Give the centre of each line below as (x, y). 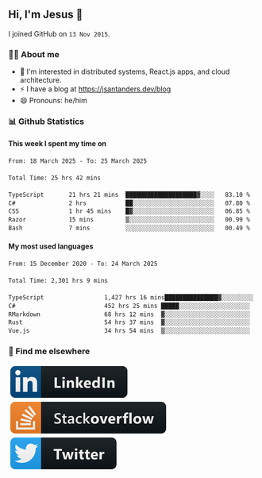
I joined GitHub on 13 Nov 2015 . (59, 33)
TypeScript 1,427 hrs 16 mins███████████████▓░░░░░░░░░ (131, 297)
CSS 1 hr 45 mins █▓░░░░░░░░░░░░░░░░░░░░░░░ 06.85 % (129, 211)
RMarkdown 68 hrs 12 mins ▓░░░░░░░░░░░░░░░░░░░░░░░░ (129, 314)
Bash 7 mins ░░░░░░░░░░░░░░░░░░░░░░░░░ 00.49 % (129, 228)
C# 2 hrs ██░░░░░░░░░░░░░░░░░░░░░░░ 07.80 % (129, 203)
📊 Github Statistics (46, 121)
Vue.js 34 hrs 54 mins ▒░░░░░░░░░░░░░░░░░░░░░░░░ (129, 331)
